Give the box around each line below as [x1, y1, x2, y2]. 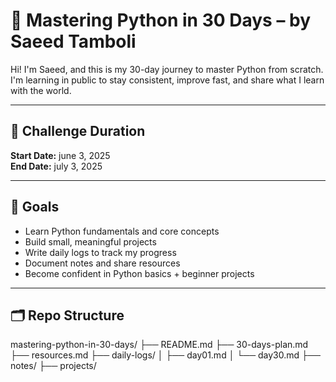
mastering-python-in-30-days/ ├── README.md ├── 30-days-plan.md [10, 339, 309, 351]
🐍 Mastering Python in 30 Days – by [10, 9, 312, 32]
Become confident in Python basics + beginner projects [24, 267, 255, 279]
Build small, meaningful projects [24, 235, 157, 248]
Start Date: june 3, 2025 [10, 149, 111, 161]
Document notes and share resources [24, 257, 181, 269]
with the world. [10, 84, 72, 96]
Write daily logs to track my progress [24, 246, 177, 258]
